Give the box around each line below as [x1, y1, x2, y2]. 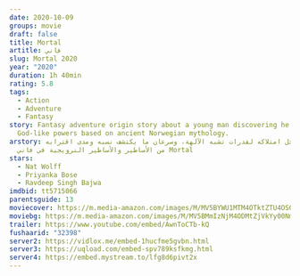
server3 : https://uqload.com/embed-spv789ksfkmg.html [9, 245, 214, 254]
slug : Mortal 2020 [9, 54, 78, 63]
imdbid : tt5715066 [9, 187, 78, 196]
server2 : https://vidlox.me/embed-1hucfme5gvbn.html [9, 237, 210, 246]
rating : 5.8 [9, 79, 54, 88]
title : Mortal [9, 37, 62, 47]
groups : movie [9, 21, 62, 30]
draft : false [9, 29, 58, 38]
